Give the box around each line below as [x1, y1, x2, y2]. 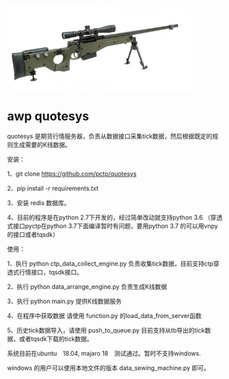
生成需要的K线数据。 [12, 140, 72, 148]
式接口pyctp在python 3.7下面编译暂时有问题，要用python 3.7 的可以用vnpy [7, 222, 219, 230]
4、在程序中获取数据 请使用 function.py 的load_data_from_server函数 [7, 311, 202, 319]
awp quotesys [7, 109, 90, 125]
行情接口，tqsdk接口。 [18, 267, 83, 276]
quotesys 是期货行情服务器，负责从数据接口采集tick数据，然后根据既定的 [7, 132, 213, 140]
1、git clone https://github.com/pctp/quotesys [7, 170, 137, 178]
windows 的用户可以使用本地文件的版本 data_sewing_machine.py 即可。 [7, 363, 211, 371]
